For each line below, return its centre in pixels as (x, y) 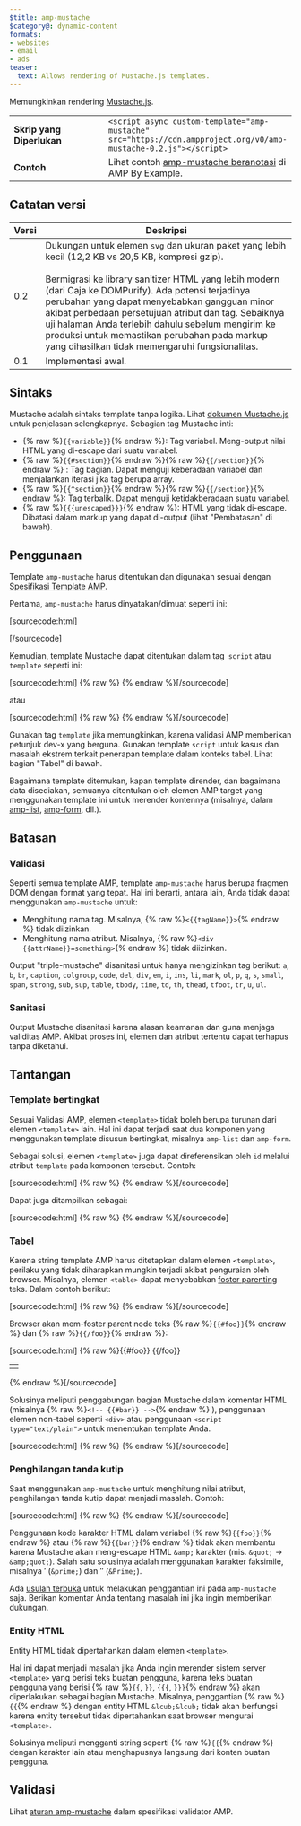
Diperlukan (38, 140)
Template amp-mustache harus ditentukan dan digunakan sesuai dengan (140, 577)
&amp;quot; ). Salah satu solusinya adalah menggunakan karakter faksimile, (146, 1561)
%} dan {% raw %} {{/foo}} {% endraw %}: (89, 1333)
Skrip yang (37, 129)
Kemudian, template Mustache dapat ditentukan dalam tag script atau (140, 656)
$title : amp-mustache (50, 17)
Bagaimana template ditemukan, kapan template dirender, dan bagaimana (145, 781)
